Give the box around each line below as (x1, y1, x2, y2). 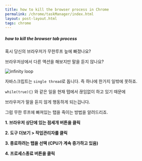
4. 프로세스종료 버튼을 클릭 (5, 151, 55, 157)
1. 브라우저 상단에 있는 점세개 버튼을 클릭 (5, 120, 81, 126)
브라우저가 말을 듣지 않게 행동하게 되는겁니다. (5, 99, 90, 105)
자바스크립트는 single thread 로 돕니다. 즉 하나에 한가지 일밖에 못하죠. (5, 79, 138, 84)
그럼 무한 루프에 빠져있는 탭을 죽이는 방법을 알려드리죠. (5, 110, 108, 115)
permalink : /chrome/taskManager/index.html (5, 12, 94, 16)
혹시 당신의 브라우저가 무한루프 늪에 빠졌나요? (5, 48, 91, 54)
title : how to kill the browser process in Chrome (5, 7, 109, 12)
